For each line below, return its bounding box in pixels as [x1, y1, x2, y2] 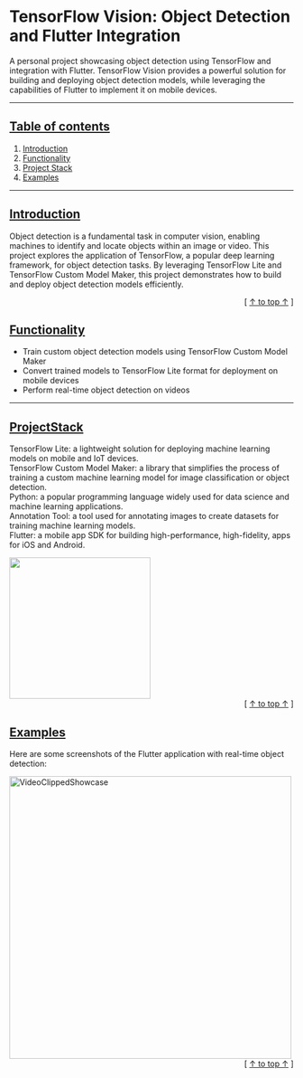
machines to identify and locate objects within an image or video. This [9, 240, 270, 251]
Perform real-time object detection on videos [22, 384, 190, 395]
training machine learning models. [9, 520, 136, 531]
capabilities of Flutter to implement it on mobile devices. [9, 84, 218, 95]
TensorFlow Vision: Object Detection [9, 6, 291, 27]
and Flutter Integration [9, 25, 181, 46]
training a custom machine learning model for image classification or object [9, 472, 290, 483]
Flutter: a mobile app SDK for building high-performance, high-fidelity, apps [9, 530, 291, 541]
